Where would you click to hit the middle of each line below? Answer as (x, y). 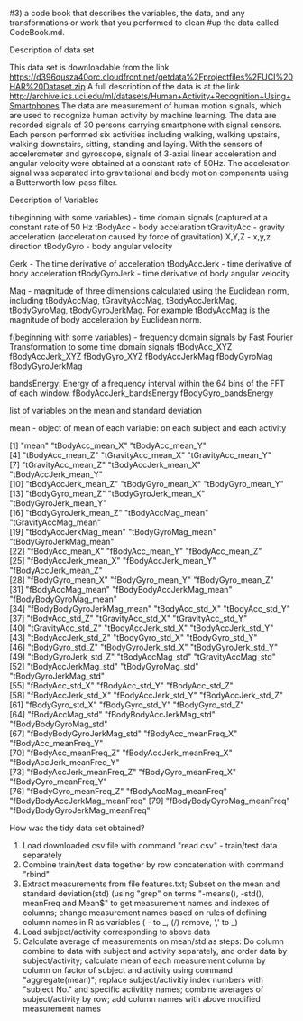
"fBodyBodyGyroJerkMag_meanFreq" (80, 810)
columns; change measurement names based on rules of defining (145, 913)
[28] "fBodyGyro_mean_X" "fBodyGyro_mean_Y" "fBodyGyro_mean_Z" (142, 580)
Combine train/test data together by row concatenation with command (153, 865)
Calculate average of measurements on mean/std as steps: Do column (153, 941)
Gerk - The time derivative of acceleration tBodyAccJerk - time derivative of (151, 264)
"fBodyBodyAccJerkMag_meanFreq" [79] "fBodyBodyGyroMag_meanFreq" (150, 801)
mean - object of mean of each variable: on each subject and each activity (148, 428)
